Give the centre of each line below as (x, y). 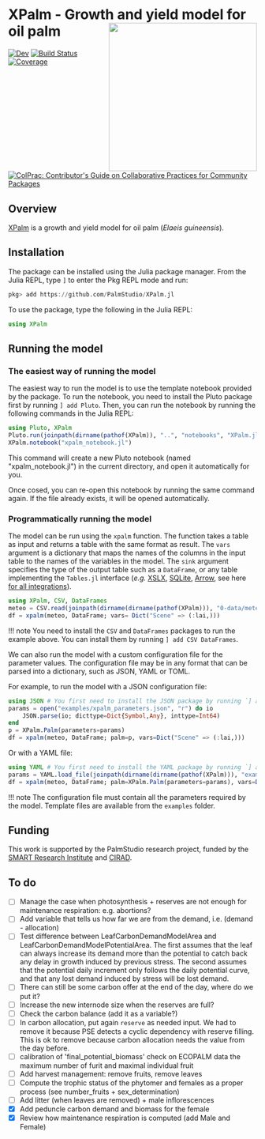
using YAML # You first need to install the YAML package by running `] (130, 768)
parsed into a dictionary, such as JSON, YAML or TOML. (99, 671)
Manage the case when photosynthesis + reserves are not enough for (133, 902)
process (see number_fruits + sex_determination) (99, 1092)
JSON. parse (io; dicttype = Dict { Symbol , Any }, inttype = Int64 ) (121, 716)
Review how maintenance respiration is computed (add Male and (125, 1118)
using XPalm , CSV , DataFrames (58, 601)
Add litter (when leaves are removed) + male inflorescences (117, 1099)
